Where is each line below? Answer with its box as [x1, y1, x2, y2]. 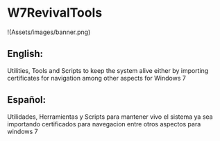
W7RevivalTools [7, 5, 103, 21]
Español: [7, 94, 46, 106]
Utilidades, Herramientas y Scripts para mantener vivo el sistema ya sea [7, 113, 213, 121]
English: [7, 48, 44, 60]
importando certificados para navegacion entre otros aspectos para [7, 119, 201, 128]
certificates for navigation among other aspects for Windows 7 [7, 74, 186, 82]
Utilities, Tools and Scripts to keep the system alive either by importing [7, 66, 209, 74]
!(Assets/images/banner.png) [7, 28, 91, 36]
